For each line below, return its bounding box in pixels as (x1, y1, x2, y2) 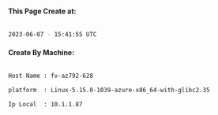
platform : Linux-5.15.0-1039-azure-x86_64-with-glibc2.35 (8, 87, 211, 95)
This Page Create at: (8, 6, 77, 16)
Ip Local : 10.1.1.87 (8, 101, 83, 109)
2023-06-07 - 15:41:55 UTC (8, 31, 97, 39)
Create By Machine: (8, 47, 75, 57)
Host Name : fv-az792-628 (8, 72, 93, 80)
